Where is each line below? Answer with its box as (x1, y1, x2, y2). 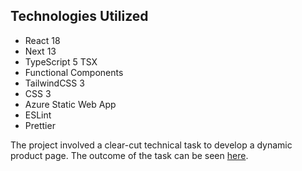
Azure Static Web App (24, 98, 117, 110)
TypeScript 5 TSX (24, 55, 98, 68)
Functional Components (24, 66, 124, 78)
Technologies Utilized (10, 8, 149, 25)
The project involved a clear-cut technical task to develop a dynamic (10, 139, 293, 151)
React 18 (24, 34, 61, 46)
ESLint (24, 109, 52, 121)
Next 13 (24, 45, 57, 57)
